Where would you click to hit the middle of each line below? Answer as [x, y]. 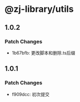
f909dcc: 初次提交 [31, 94]
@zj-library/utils [39, 9]
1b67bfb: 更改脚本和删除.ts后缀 [43, 52]
